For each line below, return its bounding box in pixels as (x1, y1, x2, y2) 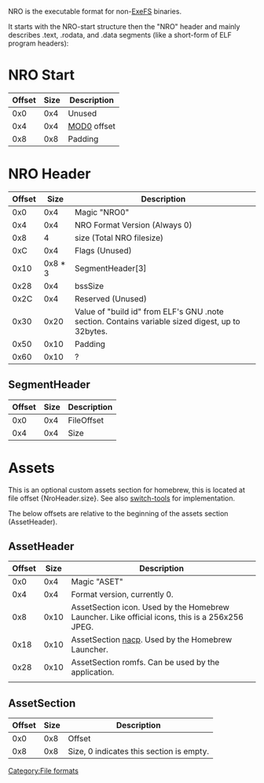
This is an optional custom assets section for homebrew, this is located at (8, 485, 246, 494)
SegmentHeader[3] (74, 263, 147, 274)
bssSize (74, 280, 104, 291)
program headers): (8, 39, 69, 48)
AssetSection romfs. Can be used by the (71, 657, 220, 668)
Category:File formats (8, 766, 79, 776)
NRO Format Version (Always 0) (74, 220, 192, 231)
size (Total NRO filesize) (74, 232, 163, 243)
